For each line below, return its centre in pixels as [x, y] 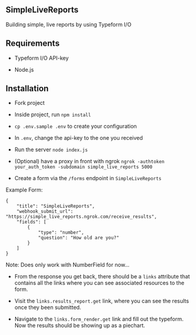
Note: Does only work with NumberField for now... [68, 265]
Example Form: [24, 190]
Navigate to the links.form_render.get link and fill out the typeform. [99, 319]
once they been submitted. [48, 307]
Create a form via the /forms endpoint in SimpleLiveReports [88, 178]
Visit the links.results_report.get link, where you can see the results [102, 301]
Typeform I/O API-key [41, 58]
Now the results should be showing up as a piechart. [80, 325]
